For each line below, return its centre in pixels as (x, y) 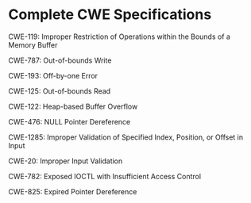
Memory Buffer (33, 44)
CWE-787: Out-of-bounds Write (60, 60)
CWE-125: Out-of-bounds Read (60, 91)
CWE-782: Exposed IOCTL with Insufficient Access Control (104, 176)
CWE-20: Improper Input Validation (66, 161)
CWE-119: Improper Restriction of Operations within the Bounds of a (119, 36)
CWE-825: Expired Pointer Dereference (73, 191)
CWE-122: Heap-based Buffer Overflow (73, 106)
